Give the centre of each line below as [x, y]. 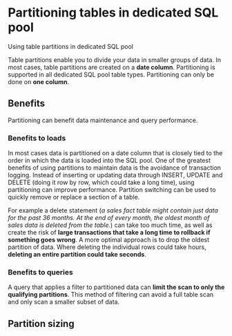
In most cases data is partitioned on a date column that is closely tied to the [115, 153]
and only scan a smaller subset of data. [64, 302]
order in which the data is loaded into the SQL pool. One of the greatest [109, 161]
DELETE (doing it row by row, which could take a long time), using [101, 182]
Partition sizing [41, 323]
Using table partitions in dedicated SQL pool [71, 46]
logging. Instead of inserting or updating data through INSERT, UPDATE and [115, 175]
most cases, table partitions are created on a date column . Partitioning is [112, 67]
